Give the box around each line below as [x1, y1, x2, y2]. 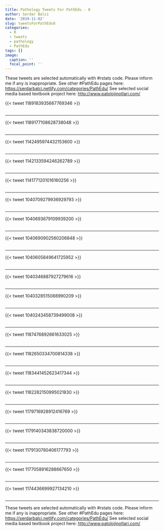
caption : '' [9, 57, 34, 62]
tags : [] [5, 48, 23, 53]
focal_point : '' [9, 62, 42, 67]
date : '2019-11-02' [5, 16, 45, 21]
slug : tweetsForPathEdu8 [5, 21, 56, 26]
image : [5, 52, 19, 58]
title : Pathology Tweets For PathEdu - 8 [5, 7, 91, 12]
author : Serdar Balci [5, 12, 49, 17]
